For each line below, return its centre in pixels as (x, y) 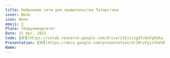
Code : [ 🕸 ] (16, 38)
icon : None (17, 19)
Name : (11, 47)
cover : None (18, 15)
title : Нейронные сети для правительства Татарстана (62, 10)
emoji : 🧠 (14, 24)
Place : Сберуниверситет (30, 29)
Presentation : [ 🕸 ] (25, 43)
